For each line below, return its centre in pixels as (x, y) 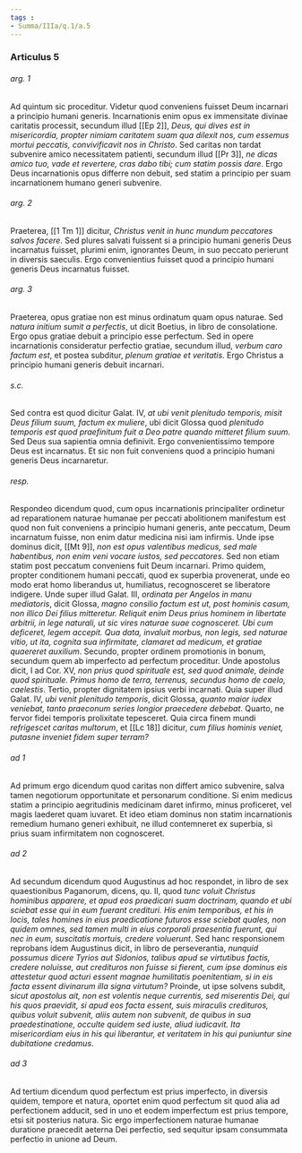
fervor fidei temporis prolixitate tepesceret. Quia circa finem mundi (133, 718)
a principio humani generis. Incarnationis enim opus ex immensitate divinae (149, 116)
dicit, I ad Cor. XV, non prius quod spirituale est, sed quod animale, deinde (147, 671)
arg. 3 (21, 289)
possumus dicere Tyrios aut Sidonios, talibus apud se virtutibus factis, (140, 957)
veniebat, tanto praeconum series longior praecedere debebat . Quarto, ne (147, 709)
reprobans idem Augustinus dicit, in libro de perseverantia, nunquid (134, 948)
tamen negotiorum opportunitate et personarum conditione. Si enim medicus (151, 795)
